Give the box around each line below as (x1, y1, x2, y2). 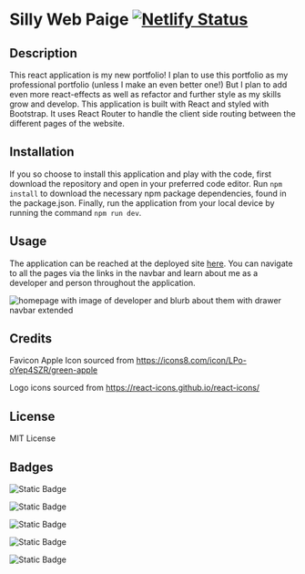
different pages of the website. (9, 118, 125, 128)
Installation (9, 144, 75, 159)
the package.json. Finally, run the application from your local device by (9, 197, 275, 209)
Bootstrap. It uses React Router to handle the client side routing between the (9, 108, 296, 118)
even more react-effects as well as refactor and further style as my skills (9, 89, 281, 99)
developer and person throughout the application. (9, 277, 196, 288)
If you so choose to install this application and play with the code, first (9, 169, 271, 179)
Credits (9, 331, 53, 346)
